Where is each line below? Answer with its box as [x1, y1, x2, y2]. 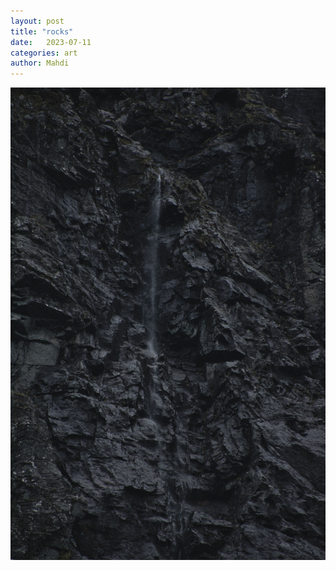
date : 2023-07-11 [10, 37, 92, 47]
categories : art [10, 48, 78, 58]
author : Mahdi [10, 58, 70, 69]
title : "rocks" [10, 26, 74, 37]
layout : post [10, 16, 65, 26]
